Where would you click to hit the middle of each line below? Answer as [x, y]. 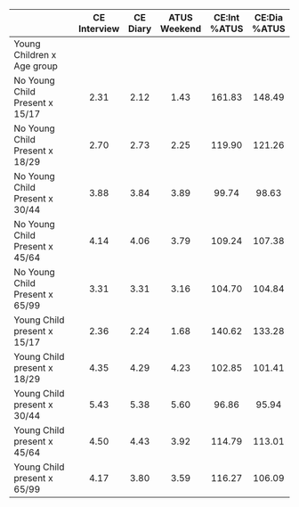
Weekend [181, 29]
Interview [99, 29]
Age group [36, 66]
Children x [35, 55]
